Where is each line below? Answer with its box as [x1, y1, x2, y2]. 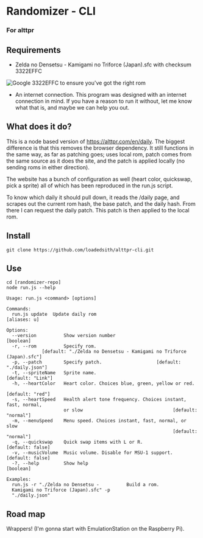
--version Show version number [12, 333, 116, 339]
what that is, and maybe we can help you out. [15, 103, 130, 111]
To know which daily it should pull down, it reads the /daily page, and [6, 194, 180, 201]
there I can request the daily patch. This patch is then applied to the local [6, 206, 190, 214]
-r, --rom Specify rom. [12, 343, 97, 349]
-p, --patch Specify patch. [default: [12, 359, 182, 366]
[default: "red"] [6, 391, 51, 397]
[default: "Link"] [6, 376, 53, 382]
